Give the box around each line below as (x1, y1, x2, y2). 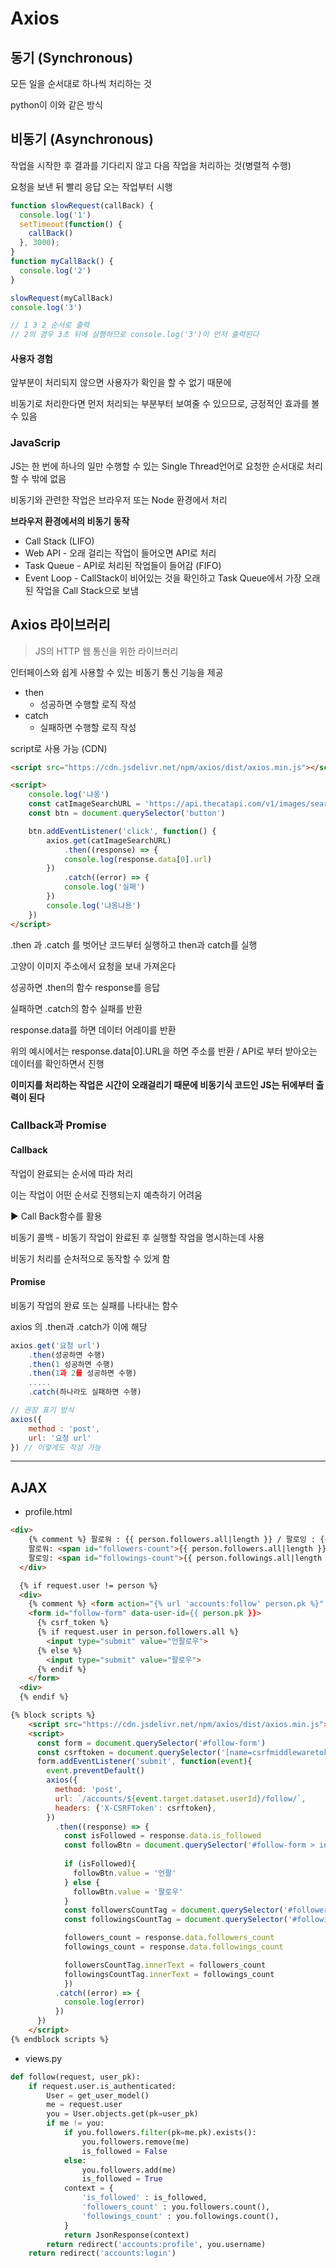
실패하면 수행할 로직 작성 (39, 721, 137, 733)
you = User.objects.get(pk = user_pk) (46, 2109, 199, 2119)
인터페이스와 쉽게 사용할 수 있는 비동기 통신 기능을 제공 (10, 666, 224, 678)
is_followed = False (81, 2146, 168, 2156)
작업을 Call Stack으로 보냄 (35, 584, 139, 596)
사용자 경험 (10, 352, 53, 364)
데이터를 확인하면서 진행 (10, 1057, 105, 1069)
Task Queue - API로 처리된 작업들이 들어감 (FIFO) (24, 559, 222, 571)
